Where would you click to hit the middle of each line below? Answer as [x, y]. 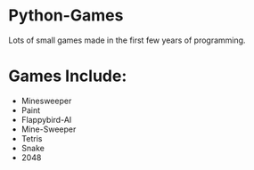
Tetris [32, 138]
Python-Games [66, 16]
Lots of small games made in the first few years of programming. [127, 40]
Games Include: [68, 76]
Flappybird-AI [46, 119]
